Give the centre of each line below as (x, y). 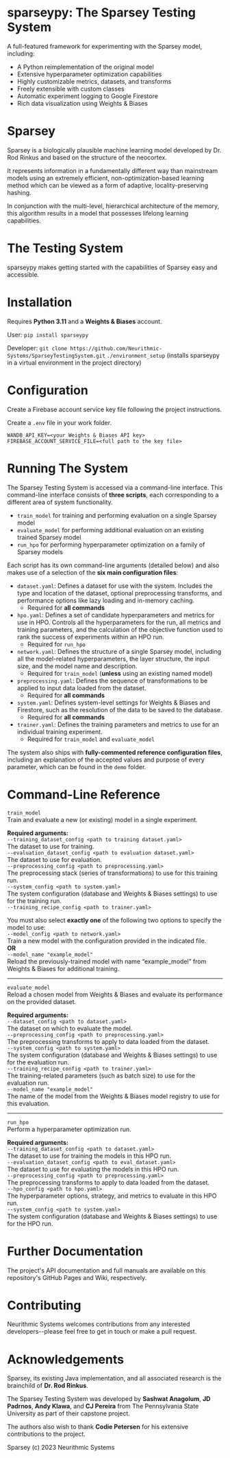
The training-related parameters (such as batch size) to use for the (101, 1075)
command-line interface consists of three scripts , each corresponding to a (113, 494)
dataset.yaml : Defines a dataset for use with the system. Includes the (115, 586)
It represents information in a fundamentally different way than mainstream (113, 170)
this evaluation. (28, 1103)
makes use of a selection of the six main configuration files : (93, 572)
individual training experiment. (60, 731)
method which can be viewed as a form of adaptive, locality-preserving (108, 185)
